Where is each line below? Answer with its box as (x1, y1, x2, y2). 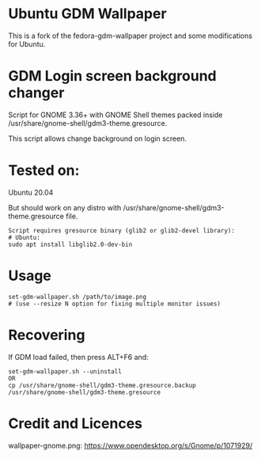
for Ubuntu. (8, 39, 46, 48)
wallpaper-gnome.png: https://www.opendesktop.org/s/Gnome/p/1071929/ (8, 441, 253, 450)
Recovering (8, 326, 85, 344)
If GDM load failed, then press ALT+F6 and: (8, 352, 149, 361)
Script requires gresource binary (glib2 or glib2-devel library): (8, 226, 236, 234)
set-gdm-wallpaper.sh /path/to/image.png (8, 293, 147, 301)
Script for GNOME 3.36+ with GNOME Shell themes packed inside (8, 110, 223, 119)
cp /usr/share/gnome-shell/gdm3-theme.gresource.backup (8, 381, 196, 389)
